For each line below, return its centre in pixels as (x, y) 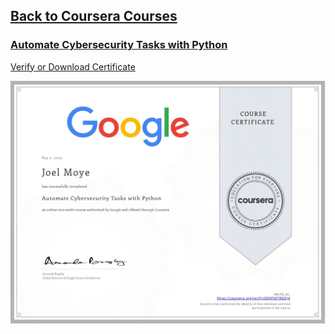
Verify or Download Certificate (73, 66)
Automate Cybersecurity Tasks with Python (119, 45)
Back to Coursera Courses (94, 16)
